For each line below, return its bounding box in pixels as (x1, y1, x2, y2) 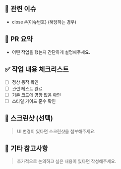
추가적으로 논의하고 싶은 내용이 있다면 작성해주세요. (16, 159, 117, 165)
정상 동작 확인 (11, 79, 39, 85)
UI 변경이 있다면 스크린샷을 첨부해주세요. (16, 128, 96, 134)
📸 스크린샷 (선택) (4, 114, 53, 123)
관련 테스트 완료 (11, 85, 43, 91)
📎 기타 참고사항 (4, 144, 48, 153)
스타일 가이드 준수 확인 (11, 98, 56, 104)
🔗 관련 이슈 (4, 4, 37, 13)
